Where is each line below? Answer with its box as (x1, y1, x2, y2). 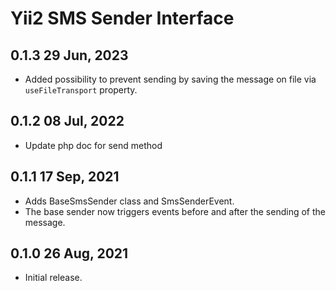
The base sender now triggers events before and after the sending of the (24, 205, 326, 217)
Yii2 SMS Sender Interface (10, 7, 235, 30)
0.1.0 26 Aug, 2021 (10, 245, 129, 262)
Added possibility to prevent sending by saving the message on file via (24, 73, 317, 85)
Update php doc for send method (24, 139, 163, 151)
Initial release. (24, 272, 83, 284)
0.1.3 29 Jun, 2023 (10, 47, 129, 64)
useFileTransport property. (24, 84, 138, 96)
